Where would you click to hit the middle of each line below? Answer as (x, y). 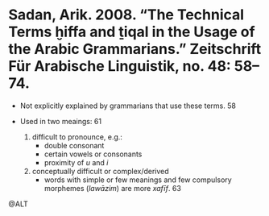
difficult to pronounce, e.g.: (77, 137)
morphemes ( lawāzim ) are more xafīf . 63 (112, 188)
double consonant (74, 145)
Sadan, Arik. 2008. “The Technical (126, 15)
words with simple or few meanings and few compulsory (138, 180)
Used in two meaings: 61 (61, 121)
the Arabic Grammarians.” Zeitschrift (135, 49)
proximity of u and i (76, 162)
